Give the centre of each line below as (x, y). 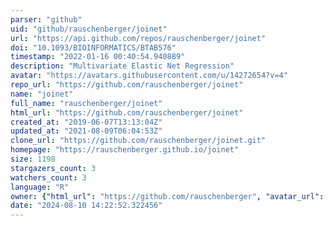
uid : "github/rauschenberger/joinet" (89, 29)
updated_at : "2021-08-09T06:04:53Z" (86, 131)
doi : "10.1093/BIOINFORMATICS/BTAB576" (93, 47)
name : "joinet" (42, 94)
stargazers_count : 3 (53, 168)
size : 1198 (33, 159)
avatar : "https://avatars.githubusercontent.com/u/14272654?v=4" (149, 76)
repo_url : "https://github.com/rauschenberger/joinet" (127, 85)
